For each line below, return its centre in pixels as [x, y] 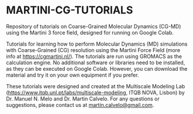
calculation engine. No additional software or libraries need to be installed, [96, 63]
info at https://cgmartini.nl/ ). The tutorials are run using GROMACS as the [94, 56]
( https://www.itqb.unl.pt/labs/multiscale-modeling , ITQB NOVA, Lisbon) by [96, 92]
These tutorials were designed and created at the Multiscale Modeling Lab [96, 86]
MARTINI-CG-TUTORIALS [70, 10]
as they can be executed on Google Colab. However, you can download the [97, 68]
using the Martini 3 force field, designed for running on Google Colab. [90, 32]
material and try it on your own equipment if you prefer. [73, 75]
